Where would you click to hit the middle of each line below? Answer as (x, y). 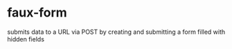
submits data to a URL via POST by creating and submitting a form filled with (116, 32)
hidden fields (26, 39)
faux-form (37, 13)
